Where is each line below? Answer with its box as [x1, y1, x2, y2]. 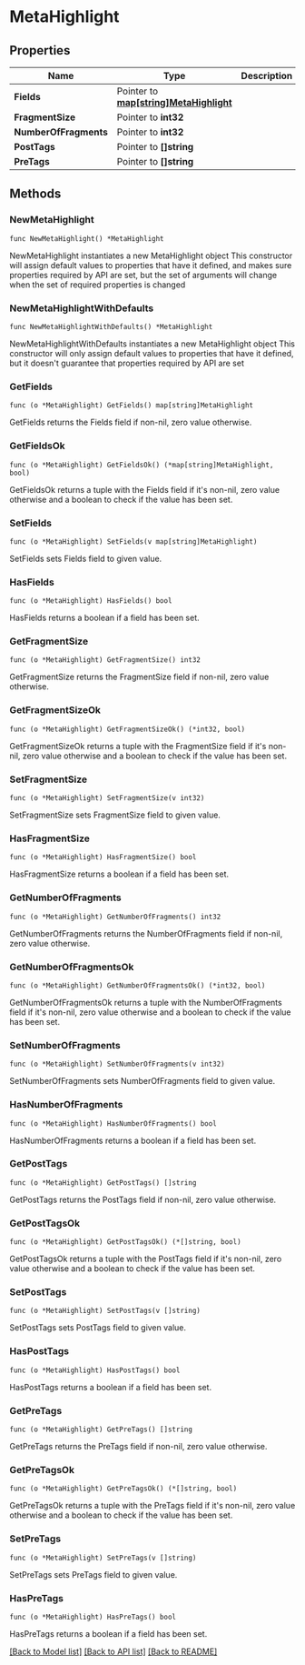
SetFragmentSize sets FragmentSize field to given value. [9, 809, 221, 820]
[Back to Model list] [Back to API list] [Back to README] [9, 1646, 218, 1657]
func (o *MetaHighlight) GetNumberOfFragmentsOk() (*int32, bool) [9, 980, 266, 990]
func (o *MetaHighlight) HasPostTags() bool [9, 1366, 181, 1375]
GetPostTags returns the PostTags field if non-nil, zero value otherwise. [9, 1194, 277, 1205]
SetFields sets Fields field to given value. [9, 553, 162, 564]
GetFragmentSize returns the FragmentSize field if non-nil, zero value [9, 671, 270, 683]
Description [241, 70, 293, 82]
